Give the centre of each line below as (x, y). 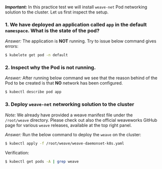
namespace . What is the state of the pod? (52, 30)
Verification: (17, 153)
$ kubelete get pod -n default (37, 55)
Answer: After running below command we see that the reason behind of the (81, 78)
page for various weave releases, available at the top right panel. (68, 125)
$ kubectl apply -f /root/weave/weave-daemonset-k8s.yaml (65, 143)
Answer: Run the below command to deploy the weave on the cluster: (73, 134)
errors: (12, 46)
